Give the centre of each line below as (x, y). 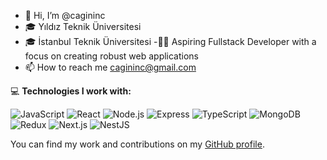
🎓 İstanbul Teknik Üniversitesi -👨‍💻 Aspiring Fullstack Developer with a (170, 41)
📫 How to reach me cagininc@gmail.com (110, 67)
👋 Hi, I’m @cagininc (65, 15)
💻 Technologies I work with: (71, 91)
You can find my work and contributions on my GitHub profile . (137, 144)
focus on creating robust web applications (112, 56)
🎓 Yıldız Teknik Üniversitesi (83, 26)
